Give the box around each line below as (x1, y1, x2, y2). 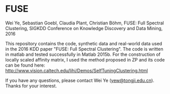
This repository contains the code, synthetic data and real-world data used (5, 40, 162, 46)
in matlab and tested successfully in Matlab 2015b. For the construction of (5, 51, 161, 57)
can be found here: (5, 62, 45, 68)
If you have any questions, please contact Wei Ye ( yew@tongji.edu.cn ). (5, 77, 154, 83)
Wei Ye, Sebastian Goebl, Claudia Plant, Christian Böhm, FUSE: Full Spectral (5, 20, 164, 26)
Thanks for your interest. (5, 82, 57, 89)
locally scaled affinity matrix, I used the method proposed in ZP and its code (5, 56, 165, 62)
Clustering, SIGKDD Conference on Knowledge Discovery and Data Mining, (5, 25, 163, 31)
